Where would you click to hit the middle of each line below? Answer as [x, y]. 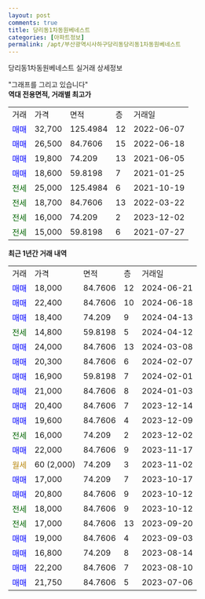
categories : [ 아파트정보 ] [46, 37]
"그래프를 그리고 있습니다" [48, 85]
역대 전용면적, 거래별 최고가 [50, 94]
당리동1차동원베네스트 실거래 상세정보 [66, 68]
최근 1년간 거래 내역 [38, 254]
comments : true [33, 23]
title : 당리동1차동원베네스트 [49, 30]
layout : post [29, 15]
